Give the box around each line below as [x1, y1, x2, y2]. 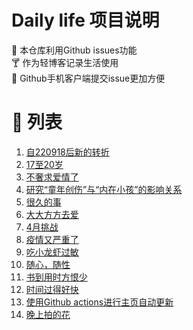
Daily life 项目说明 [11, 9, 160, 32]
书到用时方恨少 [25, 271, 88, 283]
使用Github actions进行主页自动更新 [25, 296, 174, 308]
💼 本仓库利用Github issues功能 [11, 44, 138, 56]
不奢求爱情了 [25, 171, 79, 183]
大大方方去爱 [25, 208, 79, 220]
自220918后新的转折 [25, 146, 110, 158]
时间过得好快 [25, 283, 79, 295]
